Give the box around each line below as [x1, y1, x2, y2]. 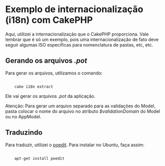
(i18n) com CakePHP [5, 14, 93, 26]
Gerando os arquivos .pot [5, 57, 87, 65]
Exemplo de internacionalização [5, 4, 144, 15]
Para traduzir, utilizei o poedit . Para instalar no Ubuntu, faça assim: [5, 142, 145, 148]
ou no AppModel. [5, 113, 42, 119]
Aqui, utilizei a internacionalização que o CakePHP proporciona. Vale [5, 31, 149, 37]
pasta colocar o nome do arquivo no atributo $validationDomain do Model [5, 108, 160, 114]
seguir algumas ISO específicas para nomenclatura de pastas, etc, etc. [5, 41, 153, 48]
